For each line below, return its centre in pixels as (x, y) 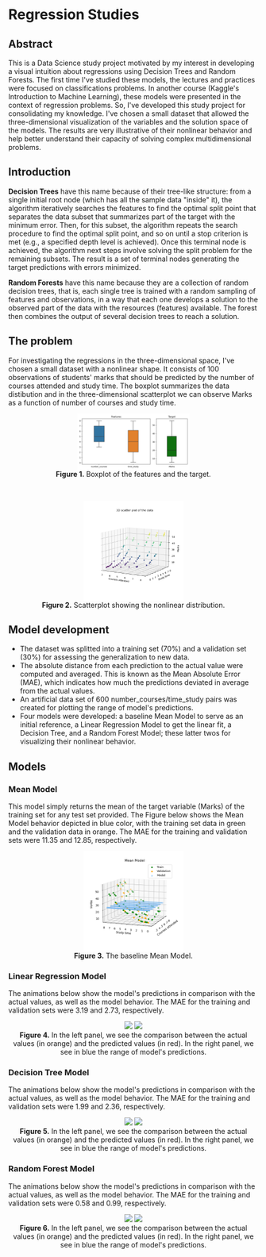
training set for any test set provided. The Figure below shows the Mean (126, 815)
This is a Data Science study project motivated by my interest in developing (131, 63)
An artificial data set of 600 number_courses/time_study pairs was (128, 699)
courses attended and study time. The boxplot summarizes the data (119, 386)
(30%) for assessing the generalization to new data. (104, 657)
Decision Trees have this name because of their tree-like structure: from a (130, 191)
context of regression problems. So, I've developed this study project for (127, 105)
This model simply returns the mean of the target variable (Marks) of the (126, 806)
